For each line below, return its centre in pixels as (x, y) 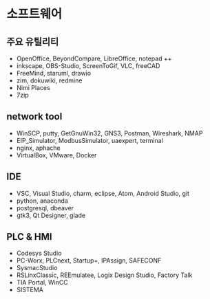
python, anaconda (42, 201)
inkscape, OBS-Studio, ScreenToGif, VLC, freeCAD (88, 66)
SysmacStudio (37, 268)
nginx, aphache (38, 148)
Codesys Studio (39, 253)
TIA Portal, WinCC (42, 283)
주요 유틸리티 (33, 42)
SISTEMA (30, 290)
